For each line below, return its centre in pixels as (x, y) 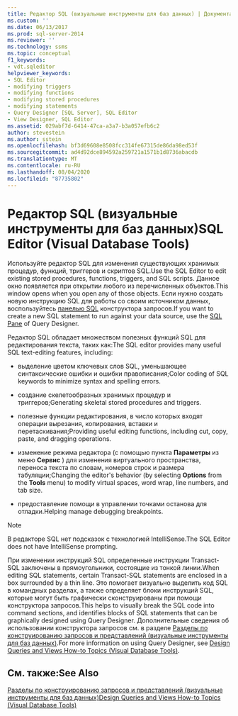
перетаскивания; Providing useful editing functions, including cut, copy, (123, 431)
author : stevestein (36, 133)
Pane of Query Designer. (43, 324)
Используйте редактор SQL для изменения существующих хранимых (113, 264)
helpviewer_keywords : (39, 73)
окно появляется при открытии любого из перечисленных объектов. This (118, 286)
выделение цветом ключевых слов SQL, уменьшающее (102, 367)
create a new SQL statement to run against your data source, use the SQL (115, 316)
